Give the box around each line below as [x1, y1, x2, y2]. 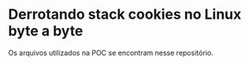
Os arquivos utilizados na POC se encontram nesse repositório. [8, 48, 214, 57]
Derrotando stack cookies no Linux [8, 5, 242, 23]
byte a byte [8, 22, 84, 40]
